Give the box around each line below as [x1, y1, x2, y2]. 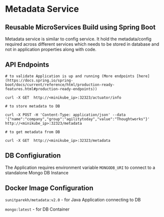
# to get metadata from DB [5, 129, 60, 135]
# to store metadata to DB [5, 104, 60, 108]
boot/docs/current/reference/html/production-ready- [5, 82, 115, 87]
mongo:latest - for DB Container [5, 206, 70, 212]
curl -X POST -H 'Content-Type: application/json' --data [5, 112, 126, 117]
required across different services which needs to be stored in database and [5, 41, 159, 47]
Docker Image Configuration [5, 184, 94, 192]
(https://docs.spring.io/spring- [5, 78, 73, 83]
